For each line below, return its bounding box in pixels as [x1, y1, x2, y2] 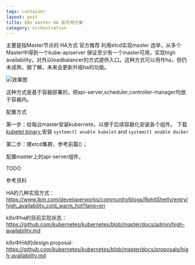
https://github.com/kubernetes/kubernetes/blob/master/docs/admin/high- [6, 221, 185, 228]
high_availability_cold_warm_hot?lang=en [6, 202, 105, 209]
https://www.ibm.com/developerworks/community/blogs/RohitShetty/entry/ [6, 196, 189, 203]
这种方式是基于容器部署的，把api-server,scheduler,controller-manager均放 [6, 89, 186, 96]
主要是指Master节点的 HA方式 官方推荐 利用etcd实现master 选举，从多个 [6, 42, 182, 49]
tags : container [6, 8, 46, 15]
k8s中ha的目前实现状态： [6, 215, 67, 222]
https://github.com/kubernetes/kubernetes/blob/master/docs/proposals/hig [6, 246, 189, 253]
